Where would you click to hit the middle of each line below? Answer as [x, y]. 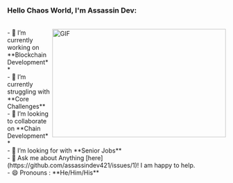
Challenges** [26, 107]
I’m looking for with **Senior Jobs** [69, 150]
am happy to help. [170, 166]
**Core [18, 99]
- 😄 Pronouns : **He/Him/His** [53, 173]
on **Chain [24, 129]
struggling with [28, 91]
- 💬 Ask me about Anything [46, 158]
